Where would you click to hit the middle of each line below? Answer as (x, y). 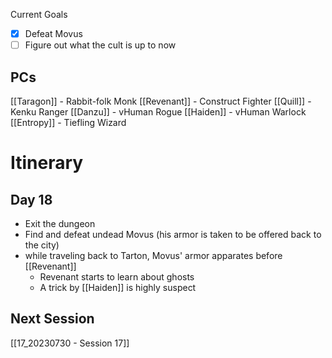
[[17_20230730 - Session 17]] (70, 343)
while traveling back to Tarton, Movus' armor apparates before (153, 255)
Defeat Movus (53, 33)
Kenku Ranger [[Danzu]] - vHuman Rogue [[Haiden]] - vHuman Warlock (158, 111)
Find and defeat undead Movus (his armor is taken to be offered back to (173, 234)
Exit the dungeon (60, 223)
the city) (42, 245)
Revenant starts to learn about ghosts (117, 276)
